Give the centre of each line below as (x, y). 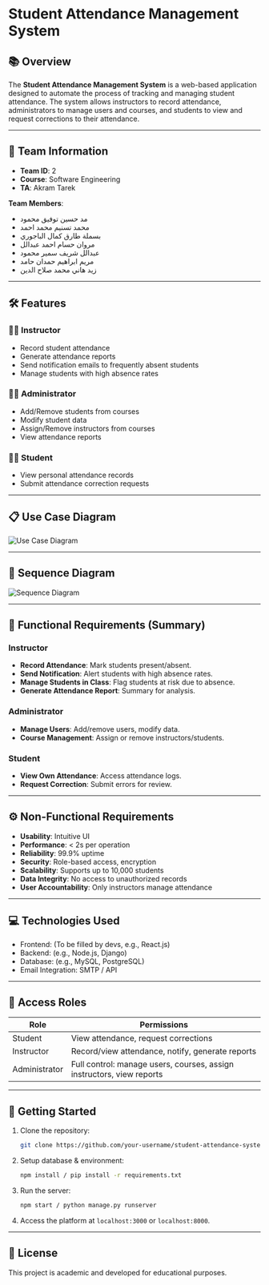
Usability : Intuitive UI (55, 836)
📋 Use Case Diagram (62, 517)
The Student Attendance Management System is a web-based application (133, 84)
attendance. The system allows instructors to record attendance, (115, 102)
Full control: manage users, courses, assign (153, 1064)
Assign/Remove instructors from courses (87, 428)
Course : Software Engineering (70, 179)
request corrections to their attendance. (74, 118)
